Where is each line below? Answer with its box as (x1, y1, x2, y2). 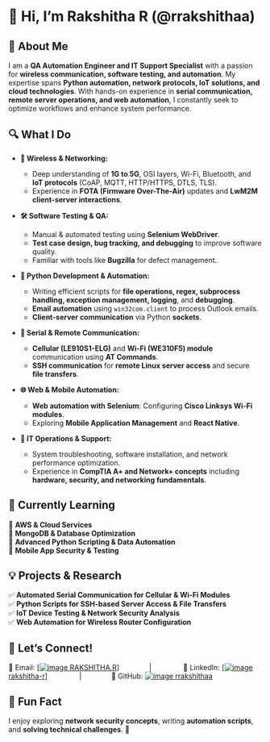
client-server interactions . (31, 194, 123, 204)
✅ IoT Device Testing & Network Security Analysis (8, 608, 180, 618)
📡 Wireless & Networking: (19, 153, 108, 163)
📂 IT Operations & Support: (19, 433, 112, 443)
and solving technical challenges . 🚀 (8, 725, 131, 735)
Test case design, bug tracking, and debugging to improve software (31, 238, 262, 248)
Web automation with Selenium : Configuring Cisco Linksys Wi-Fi (31, 401, 253, 411)
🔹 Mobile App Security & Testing (8, 545, 119, 555)
